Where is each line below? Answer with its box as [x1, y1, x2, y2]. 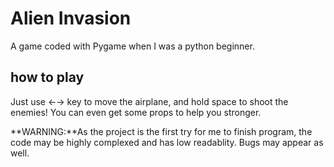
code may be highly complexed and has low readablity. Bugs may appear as [10, 136, 324, 148]
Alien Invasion [10, 7, 132, 30]
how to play [10, 69, 85, 86]
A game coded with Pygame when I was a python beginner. [10, 40, 255, 52]
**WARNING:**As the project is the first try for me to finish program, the [10, 125, 313, 137]
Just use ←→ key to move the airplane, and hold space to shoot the [10, 95, 289, 107]
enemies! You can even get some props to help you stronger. [10, 106, 262, 118]
